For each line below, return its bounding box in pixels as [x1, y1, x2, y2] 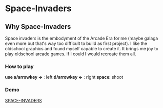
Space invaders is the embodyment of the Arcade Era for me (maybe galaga [5, 35, 158, 41]
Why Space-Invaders [5, 22, 71, 31]
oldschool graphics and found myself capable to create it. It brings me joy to [5, 46, 159, 51]
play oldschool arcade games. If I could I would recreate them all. [5, 51, 136, 57]
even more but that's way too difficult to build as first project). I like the [5, 41, 147, 46]
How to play [5, 63, 34, 70]
